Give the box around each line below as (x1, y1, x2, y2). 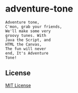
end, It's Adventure (5, 51, 49, 56)
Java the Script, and (5, 37, 51, 42)
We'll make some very (5, 28, 51, 33)
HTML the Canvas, (5, 41, 42, 47)
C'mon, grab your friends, (5, 24, 62, 29)
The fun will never (5, 46, 47, 51)
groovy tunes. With (5, 33, 47, 38)
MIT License (5, 82, 31, 88)
